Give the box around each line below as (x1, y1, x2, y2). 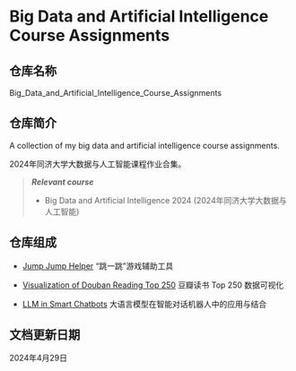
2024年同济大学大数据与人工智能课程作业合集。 (9, 159, 187, 169)
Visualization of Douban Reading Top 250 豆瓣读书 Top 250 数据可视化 (22, 280, 284, 290)
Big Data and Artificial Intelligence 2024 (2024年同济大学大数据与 (44, 194, 287, 205)
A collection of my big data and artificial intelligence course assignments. (9, 140, 280, 151)
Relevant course (30, 177, 94, 187)
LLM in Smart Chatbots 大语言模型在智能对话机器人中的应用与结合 (22, 298, 267, 309)
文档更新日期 (9, 327, 81, 342)
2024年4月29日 (9, 352, 67, 364)
